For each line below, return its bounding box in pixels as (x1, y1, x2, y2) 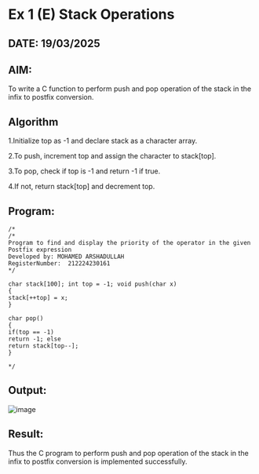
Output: (8, 384, 47, 397)
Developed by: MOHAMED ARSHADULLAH (8, 253, 125, 261)
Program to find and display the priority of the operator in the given (8, 239, 251, 247)
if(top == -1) (8, 328, 55, 337)
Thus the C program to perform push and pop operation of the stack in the (8, 448, 249, 458)
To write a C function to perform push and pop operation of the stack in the (8, 84, 252, 93)
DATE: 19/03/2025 (8, 37, 100, 50)
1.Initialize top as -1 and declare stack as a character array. (8, 136, 198, 146)
